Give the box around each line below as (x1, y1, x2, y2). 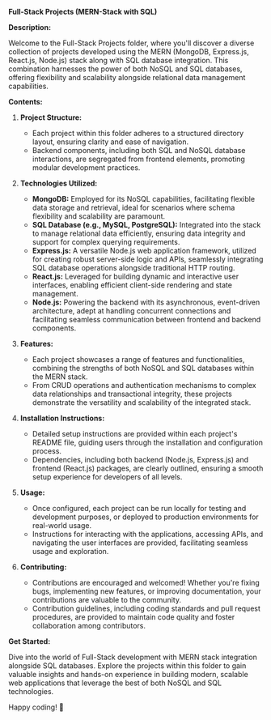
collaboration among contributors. (32, 621, 146, 630)
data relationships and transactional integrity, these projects (32, 389, 232, 398)
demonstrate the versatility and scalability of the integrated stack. (32, 398, 252, 407)
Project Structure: (19, 113, 83, 122)
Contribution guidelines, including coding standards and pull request (32, 603, 261, 613)
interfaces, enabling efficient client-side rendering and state (32, 280, 233, 290)
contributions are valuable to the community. (32, 595, 182, 604)
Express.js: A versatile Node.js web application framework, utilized (32, 246, 256, 255)
